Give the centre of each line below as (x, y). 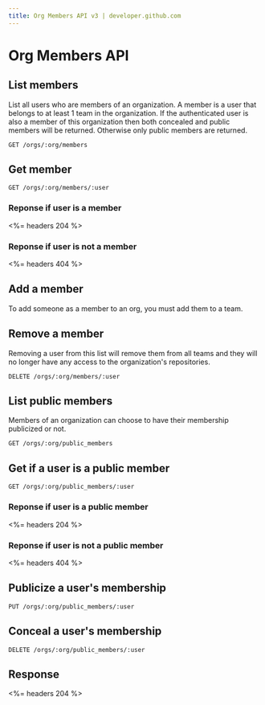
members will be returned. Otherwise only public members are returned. (128, 130)
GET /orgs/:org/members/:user (59, 188)
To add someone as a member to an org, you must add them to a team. (126, 308)
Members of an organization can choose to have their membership (118, 420)
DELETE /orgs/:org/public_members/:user (77, 650)
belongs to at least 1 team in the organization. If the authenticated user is (128, 113)
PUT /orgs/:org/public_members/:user (71, 607)
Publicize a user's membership (88, 588)
